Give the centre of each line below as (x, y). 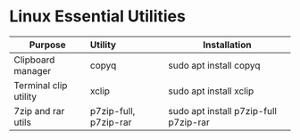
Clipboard (34, 60)
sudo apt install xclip (211, 91)
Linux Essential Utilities (97, 16)
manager (33, 70)
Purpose (48, 45)
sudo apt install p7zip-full (222, 111)
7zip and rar (39, 111)
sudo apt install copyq (214, 65)
